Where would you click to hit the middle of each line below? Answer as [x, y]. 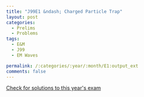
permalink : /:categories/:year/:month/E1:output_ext [72, 66]
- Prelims [23, 28]
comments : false [26, 71]
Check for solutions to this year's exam [54, 88]
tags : [13, 39]
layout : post [22, 17]
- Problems [25, 34]
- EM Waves [25, 55]
